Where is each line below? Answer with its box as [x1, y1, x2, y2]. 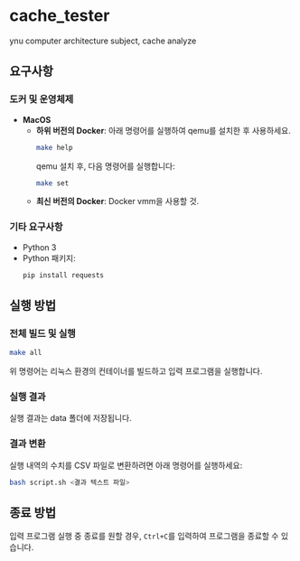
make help [35, 143, 74, 152]
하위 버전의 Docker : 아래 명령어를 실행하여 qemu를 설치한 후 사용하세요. [35, 125, 291, 136]
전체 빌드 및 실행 [9, 327, 76, 340]
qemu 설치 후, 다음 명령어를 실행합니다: [35, 160, 175, 172]
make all [9, 349, 42, 358]
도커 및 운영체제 [9, 93, 74, 106]
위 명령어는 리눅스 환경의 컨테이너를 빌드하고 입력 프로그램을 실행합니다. [9, 366, 263, 377]
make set [35, 178, 70, 188]
